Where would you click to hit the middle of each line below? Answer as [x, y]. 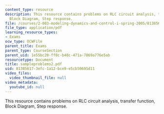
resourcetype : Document [29, 60]
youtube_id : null [27, 87]
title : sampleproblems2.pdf [34, 64]
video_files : [18, 73]
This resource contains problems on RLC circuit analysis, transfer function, [80, 101]
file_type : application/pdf [34, 28]
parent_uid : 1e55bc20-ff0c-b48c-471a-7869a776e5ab [58, 55]
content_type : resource [29, 10]
